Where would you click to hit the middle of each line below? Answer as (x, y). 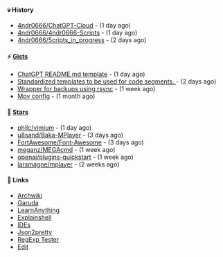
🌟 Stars (18, 112)
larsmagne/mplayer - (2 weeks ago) (68, 164)
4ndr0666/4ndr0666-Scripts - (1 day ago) (77, 33)
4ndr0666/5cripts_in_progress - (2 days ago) (82, 40)
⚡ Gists (18, 56)
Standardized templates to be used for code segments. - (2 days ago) (117, 82)
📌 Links (18, 180)
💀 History (20, 10)
